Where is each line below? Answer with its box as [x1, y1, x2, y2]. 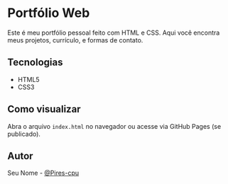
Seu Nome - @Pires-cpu [7, 168, 80, 178]
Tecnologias [7, 57, 63, 69]
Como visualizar [7, 103, 81, 115]
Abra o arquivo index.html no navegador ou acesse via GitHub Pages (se [7, 122, 222, 130]
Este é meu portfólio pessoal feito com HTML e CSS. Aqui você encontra [7, 28, 220, 37]
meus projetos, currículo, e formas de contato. [7, 35, 143, 44]
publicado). [7, 130, 41, 138]
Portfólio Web [7, 5, 90, 21]
